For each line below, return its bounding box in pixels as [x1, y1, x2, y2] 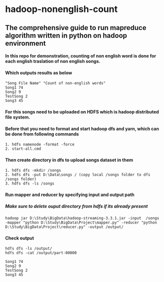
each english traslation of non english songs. [5, 58, 101, 64]
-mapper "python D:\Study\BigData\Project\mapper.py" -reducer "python [5, 220, 157, 225]
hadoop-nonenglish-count [5, 3, 118, 15]
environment [5, 39, 46, 47]
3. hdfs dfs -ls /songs [5, 181, 55, 186]
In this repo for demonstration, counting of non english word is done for [5, 53, 157, 59]
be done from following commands [5, 131, 79, 137]
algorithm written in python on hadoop [5, 31, 127, 39]
